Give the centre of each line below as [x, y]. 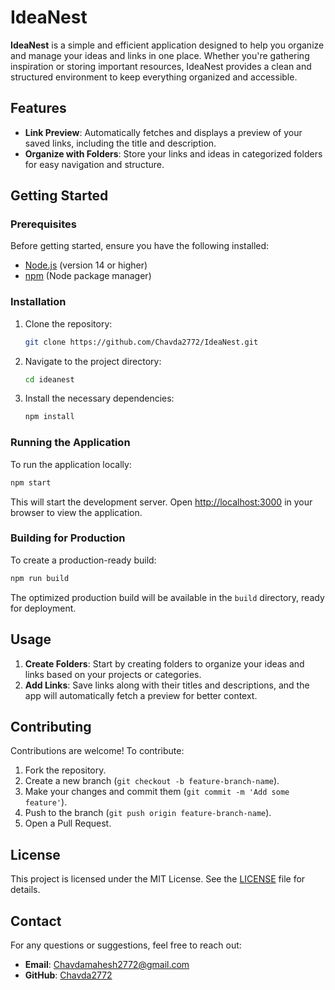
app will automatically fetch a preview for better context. [141, 695]
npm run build [40, 578]
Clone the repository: [68, 323]
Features [38, 108]
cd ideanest [49, 379]
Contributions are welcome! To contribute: [97, 751]
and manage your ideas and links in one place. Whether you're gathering [160, 55]
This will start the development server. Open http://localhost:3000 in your [161, 502]
